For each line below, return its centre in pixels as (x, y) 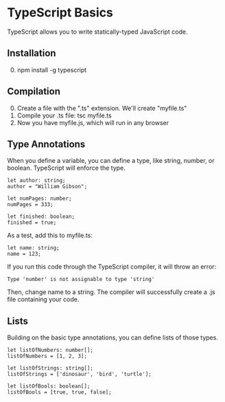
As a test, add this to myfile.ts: (50, 236)
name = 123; (24, 254)
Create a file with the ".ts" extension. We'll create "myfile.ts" (102, 108)
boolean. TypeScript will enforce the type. (66, 168)
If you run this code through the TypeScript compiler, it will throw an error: (112, 267)
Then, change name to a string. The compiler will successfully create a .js (111, 292)
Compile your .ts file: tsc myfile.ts (64, 115)
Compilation (34, 92)
